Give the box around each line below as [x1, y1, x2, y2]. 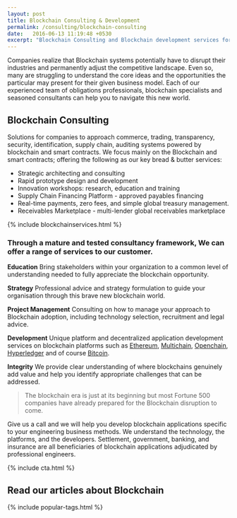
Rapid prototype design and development [17, 176, 139, 184]
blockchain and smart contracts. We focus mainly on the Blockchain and [7, 148, 217, 156]
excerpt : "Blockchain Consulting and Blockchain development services [7, 37, 219, 44]
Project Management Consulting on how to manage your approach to [7, 305, 210, 314]
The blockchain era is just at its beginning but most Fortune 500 [24, 392, 210, 400]
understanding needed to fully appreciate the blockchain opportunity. [7, 270, 209, 279]
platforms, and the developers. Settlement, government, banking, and [7, 435, 209, 444]
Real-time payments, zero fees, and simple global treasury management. [17, 199, 229, 207]
